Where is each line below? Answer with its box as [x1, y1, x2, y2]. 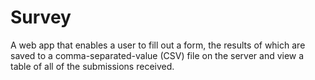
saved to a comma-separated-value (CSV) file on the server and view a [10, 49, 305, 61]
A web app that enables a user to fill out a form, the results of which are [10, 39, 306, 51]
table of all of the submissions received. [10, 60, 175, 72]
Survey [10, 6, 72, 29]
